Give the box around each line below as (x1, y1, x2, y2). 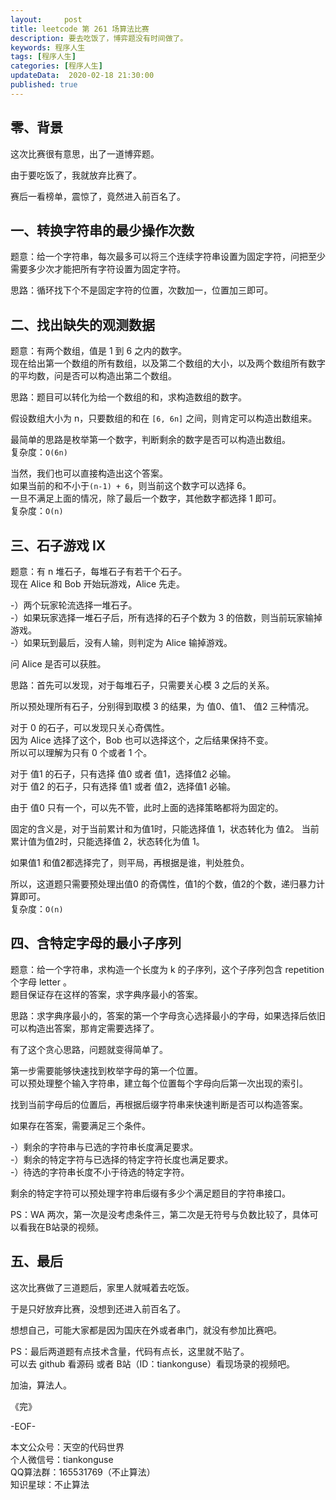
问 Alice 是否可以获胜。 (10, 658, 107, 670)
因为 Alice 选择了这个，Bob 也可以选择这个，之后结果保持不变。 (10, 734, 274, 746)
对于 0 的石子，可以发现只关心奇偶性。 (10, 722, 170, 733)
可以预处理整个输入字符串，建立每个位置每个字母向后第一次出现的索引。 (10, 1077, 308, 1089)
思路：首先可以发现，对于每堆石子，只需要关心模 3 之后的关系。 (10, 679, 275, 691)
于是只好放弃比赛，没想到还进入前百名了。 (10, 1302, 186, 1315)
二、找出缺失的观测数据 (10, 316, 155, 333)
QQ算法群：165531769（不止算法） (10, 1466, 156, 1478)
